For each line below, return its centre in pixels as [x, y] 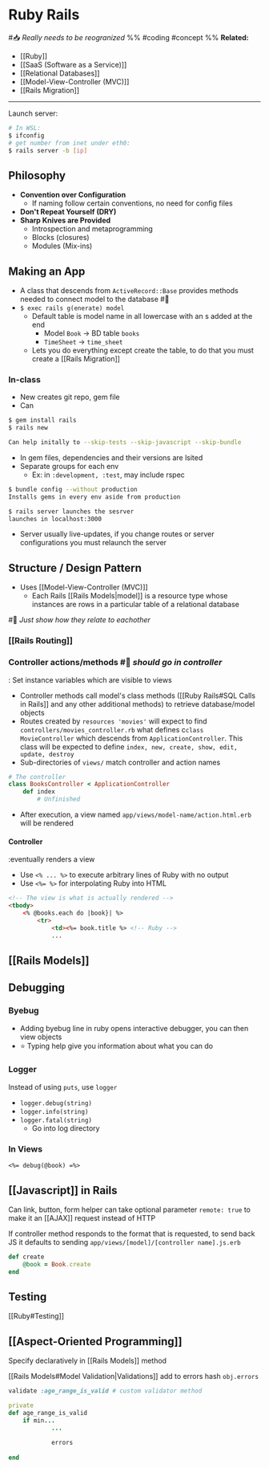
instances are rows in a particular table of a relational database [136, 605]
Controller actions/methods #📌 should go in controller [115, 663]
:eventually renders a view [52, 859]
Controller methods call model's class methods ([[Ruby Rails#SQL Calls [138, 695]
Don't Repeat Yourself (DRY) [68, 212]
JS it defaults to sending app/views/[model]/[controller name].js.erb [125, 1242]
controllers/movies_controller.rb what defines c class [112, 729]
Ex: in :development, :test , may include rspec [108, 475]
